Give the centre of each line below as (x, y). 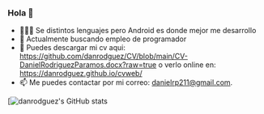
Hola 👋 (21, 13)
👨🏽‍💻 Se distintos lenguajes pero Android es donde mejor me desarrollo (138, 31)
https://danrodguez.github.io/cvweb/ (81, 74)
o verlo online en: (187, 65)
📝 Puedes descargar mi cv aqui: (72, 48)
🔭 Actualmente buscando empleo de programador (103, 39)
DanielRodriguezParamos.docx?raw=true (88, 65)
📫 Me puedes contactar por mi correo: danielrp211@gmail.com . (126, 82)
